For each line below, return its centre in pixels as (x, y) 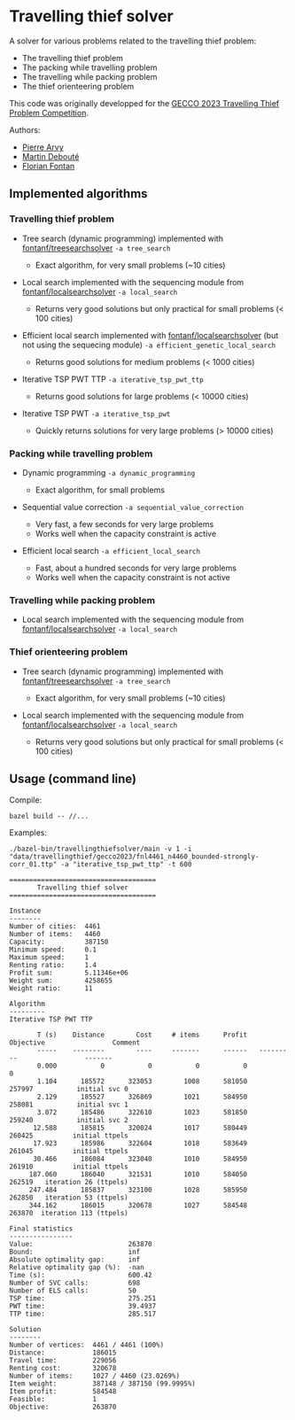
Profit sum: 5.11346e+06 (69, 973)
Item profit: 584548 (63, 1392)
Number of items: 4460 (55, 935)
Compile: (26, 800)
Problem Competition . (49, 113)
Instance (25, 911)
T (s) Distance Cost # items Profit (142, 1035)
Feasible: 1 (53, 1400)
